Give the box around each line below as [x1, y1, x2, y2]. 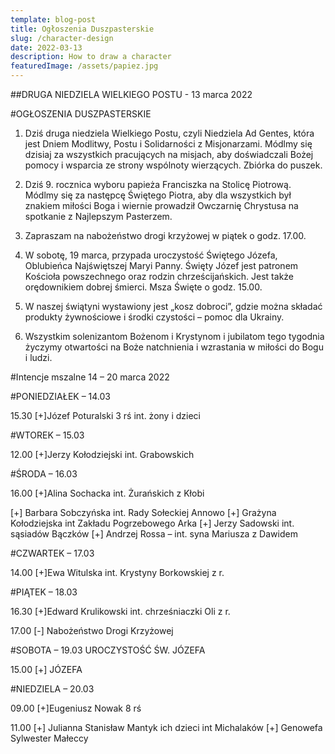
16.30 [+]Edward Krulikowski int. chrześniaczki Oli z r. [10, 606, 231, 617]
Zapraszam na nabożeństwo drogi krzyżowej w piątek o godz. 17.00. [24, 230, 307, 241]
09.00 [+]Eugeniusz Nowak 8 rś [10, 702, 142, 714]
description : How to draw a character [10, 52, 172, 62]
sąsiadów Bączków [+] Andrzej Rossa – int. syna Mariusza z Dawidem [10, 528, 298, 540]
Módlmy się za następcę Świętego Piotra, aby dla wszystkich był [24, 189, 292, 201]
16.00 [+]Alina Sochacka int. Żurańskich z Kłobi [10, 487, 205, 499]
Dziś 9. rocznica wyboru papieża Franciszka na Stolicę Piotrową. [24, 179, 292, 190]
